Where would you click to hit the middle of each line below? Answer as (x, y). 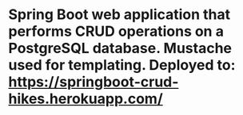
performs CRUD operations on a (116, 31)
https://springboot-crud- (94, 82)
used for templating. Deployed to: (122, 65)
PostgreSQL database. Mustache (120, 48)
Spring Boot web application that (120, 15)
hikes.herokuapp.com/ (86, 99)
